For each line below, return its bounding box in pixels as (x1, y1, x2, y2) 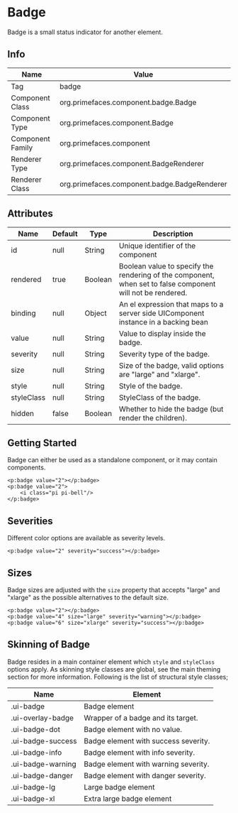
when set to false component (118, 278, 216, 288)
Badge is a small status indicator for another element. (7, 28, 163, 36)
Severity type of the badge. (118, 349, 210, 359)
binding (11, 308, 37, 318)
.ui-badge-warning (11, 759, 76, 769)
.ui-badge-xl (11, 793, 55, 803)
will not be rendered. (118, 288, 188, 298)
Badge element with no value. (84, 724, 183, 734)
